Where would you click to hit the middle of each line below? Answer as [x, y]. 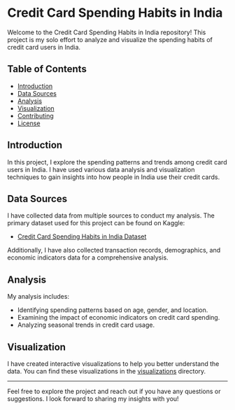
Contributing [35, 115]
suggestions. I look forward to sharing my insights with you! [93, 399]
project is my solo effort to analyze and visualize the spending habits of [110, 39]
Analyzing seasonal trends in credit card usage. [86, 325]
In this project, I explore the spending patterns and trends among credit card [117, 162]
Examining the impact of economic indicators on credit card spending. [119, 318]
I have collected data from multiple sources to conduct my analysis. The [111, 215]
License [29, 123]
